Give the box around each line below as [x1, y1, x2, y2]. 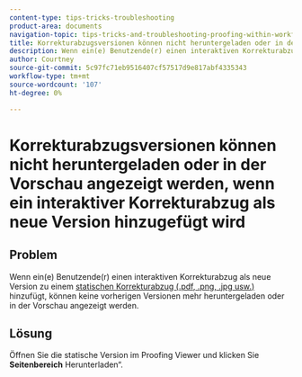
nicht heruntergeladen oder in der [9, 154, 267, 175]
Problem [9, 247, 58, 263]
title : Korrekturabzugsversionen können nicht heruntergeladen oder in [9, 38, 283, 48]
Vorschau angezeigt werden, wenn [9, 173, 276, 193]
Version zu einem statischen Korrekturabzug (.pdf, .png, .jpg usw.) [9, 281, 255, 292]
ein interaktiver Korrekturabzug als [9, 193, 276, 212]
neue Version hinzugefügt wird [9, 211, 245, 232]
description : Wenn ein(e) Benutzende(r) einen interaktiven [9, 47, 240, 56]
